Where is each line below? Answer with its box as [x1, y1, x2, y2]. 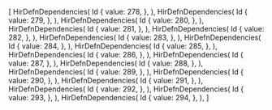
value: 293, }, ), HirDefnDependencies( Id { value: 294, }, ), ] [8, 93, 209, 102]
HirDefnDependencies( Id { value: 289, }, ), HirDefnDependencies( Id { [8, 67, 244, 76]
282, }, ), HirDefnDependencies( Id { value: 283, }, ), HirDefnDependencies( [8, 32, 261, 42]
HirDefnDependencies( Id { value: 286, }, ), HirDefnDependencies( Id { [8, 50, 244, 59]
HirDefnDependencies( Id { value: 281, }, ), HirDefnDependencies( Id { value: [8, 24, 265, 33]
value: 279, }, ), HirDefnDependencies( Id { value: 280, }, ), [8, 15, 205, 25]
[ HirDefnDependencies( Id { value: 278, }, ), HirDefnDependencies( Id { [8, 7, 248, 16]
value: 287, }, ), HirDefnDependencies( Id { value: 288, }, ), [8, 58, 204, 68]
